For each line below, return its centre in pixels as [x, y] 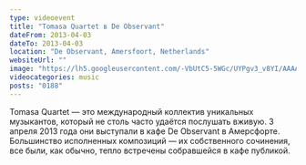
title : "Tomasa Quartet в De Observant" [87, 26]
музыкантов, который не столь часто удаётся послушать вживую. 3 [142, 121]
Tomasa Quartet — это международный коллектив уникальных [132, 111]
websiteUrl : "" [38, 60]
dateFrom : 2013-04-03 [51, 35]
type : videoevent [42, 18]
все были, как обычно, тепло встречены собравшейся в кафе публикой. [150, 150]
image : [22, 69]
